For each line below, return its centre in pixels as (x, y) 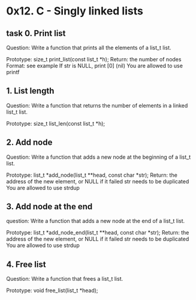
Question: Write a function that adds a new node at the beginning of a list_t (98, 157)
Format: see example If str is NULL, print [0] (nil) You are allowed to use (94, 66)
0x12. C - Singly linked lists (75, 11)
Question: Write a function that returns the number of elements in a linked (97, 105)
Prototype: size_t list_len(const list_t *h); (56, 123)
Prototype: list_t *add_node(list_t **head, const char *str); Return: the (92, 175)
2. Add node (29, 142)
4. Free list (26, 264)
